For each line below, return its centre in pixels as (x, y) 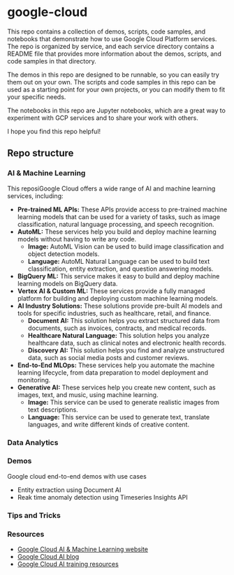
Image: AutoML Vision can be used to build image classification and (126, 246)
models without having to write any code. (77, 239)
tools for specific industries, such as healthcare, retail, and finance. (114, 313)
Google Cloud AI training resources (68, 564)
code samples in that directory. (52, 61)
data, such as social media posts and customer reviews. (109, 357)
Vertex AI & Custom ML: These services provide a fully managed (111, 291)
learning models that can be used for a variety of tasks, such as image (119, 216)
